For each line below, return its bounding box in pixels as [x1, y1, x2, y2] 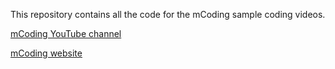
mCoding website [10, 47, 83, 59]
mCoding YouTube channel [10, 28, 122, 39]
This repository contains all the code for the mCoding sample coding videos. [10, 9, 326, 20]
